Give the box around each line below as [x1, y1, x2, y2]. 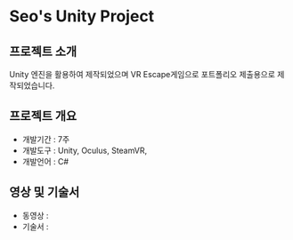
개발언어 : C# [21, 156, 69, 166]
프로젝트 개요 [9, 108, 77, 124]
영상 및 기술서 [9, 185, 80, 200]
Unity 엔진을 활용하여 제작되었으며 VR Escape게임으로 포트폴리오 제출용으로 [9, 69, 276, 79]
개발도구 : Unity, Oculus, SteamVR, [21, 145, 148, 156]
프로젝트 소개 [9, 44, 77, 59]
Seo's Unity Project [9, 6, 155, 27]
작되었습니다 [9, 80, 53, 91]
